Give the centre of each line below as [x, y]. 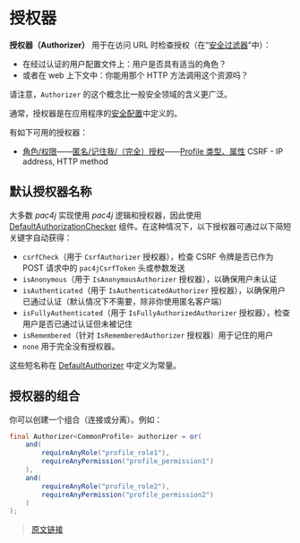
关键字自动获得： [41, 237]
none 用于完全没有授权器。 [71, 346]
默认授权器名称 [51, 192]
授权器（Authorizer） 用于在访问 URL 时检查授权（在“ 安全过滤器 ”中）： [140, 45]
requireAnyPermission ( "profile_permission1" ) [128, 461]
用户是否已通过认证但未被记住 [77, 323]
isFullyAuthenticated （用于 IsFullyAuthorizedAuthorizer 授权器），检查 [156, 312]
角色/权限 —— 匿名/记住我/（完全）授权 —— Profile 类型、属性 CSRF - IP [153, 151]
